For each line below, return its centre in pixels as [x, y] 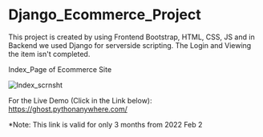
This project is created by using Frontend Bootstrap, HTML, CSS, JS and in [131, 37]
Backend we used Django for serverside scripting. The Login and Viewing [130, 45]
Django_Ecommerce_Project [105, 15]
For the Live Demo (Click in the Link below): [80, 100]
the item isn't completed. [49, 54]
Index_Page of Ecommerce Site [60, 69]
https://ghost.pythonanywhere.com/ [68, 109]
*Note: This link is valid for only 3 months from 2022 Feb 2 [105, 124]
